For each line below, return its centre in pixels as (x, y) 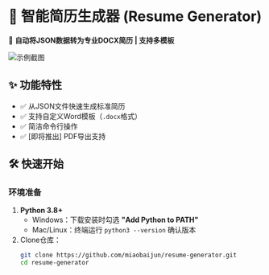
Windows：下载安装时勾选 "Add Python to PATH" (115, 220)
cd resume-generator (54, 263)
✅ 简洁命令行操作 (49, 126)
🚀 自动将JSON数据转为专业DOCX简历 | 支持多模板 (91, 40)
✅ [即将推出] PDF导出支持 (63, 136)
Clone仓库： (41, 240)
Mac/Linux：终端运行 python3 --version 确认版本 (114, 230)
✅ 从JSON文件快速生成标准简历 (72, 106)
